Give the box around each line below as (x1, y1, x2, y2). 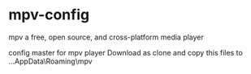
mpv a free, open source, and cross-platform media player (8, 32, 205, 42)
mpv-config (8, 6, 90, 24)
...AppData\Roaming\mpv (8, 56, 93, 66)
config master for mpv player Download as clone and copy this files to (8, 47, 244, 57)
